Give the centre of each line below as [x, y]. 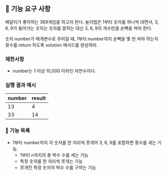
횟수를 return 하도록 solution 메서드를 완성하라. [51, 45]
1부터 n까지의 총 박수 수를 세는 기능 [54, 155]
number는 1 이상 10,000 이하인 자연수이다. [54, 71]
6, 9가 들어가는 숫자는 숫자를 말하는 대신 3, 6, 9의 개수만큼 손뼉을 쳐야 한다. [79, 28]
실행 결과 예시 [21, 85]
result [39, 98]
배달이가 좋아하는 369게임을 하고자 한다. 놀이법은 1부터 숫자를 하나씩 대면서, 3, [82, 22]
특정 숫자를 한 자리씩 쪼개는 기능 [51, 161]
